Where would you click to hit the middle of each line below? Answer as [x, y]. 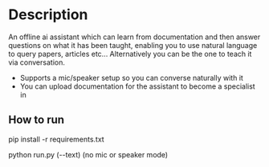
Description [48, 15]
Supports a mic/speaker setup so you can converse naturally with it [131, 78]
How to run [37, 120]
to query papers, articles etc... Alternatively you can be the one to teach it [130, 54]
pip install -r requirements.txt [56, 139]
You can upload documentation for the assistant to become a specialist [137, 86]
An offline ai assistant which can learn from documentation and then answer [134, 37]
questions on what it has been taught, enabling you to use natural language [133, 45]
